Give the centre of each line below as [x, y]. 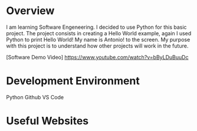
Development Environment [73, 81]
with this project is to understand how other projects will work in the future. [97, 46]
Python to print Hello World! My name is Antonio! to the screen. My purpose [98, 39]
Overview [30, 11]
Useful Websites [47, 121]
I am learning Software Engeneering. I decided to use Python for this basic [96, 27]
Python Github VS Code [35, 97]
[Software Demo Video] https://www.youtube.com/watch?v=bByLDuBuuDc [97, 57]
